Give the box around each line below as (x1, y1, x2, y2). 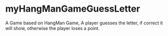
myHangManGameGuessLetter (5, 3, 140, 15)
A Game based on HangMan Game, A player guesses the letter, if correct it (5, 20, 163, 26)
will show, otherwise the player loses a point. (5, 25, 100, 31)
